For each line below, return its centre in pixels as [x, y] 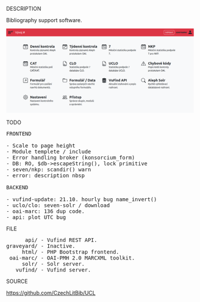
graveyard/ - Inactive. [41, 246]
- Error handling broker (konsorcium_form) [71, 157]
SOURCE [17, 281]
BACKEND [17, 187]
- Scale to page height [41, 145]
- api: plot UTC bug [36, 217]
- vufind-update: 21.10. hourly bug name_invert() [82, 199]
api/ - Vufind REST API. [61, 240]
